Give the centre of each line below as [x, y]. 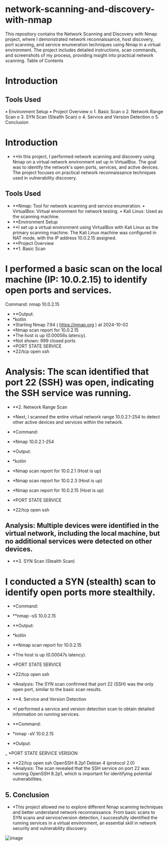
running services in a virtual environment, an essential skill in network [84, 823]
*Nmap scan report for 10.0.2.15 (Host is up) [58, 490]
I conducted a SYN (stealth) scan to [80, 581]
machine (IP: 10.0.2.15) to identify [76, 279]
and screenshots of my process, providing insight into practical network [79, 55]
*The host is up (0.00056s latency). [49, 335]
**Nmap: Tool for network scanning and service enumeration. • [79, 206]
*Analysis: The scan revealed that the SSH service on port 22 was [81, 769]
